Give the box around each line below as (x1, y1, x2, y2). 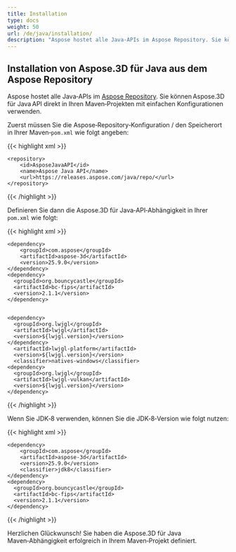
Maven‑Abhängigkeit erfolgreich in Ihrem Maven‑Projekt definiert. (7, 536, 197, 545)
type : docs (7, 17, 39, 24)
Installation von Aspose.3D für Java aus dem (7, 63, 208, 75)
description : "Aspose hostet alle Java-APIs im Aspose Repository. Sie (7, 37, 221, 44)
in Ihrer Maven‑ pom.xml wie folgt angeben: (7, 128, 129, 136)
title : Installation (7, 10, 68, 18)
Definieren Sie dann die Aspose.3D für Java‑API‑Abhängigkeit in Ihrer (7, 205, 209, 214)
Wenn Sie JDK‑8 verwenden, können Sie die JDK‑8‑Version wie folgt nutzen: (7, 414, 229, 423)
